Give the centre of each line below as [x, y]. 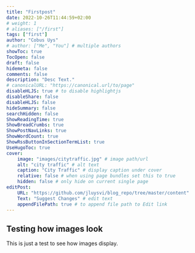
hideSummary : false [31, 108]
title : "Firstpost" [31, 12]
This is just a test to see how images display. [62, 243]
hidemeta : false [27, 68]
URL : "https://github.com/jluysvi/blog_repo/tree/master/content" [103, 193]
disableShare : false [33, 97]
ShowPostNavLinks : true [37, 131]
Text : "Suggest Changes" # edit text [65, 198]
